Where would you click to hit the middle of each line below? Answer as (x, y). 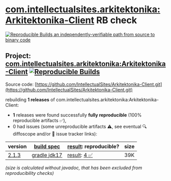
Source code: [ (21, 84)
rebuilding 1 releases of (30, 99)
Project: (18, 56)
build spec (47, 146)
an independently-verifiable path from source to (104, 34)
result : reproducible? (93, 146)
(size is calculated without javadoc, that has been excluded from (74, 168)
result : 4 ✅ (80, 155)
